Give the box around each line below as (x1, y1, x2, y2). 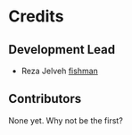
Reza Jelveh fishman (21, 65, 99, 76)
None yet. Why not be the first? (8, 114, 124, 126)
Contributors (8, 91, 82, 106)
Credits (8, 6, 64, 27)
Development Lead (8, 42, 116, 57)
